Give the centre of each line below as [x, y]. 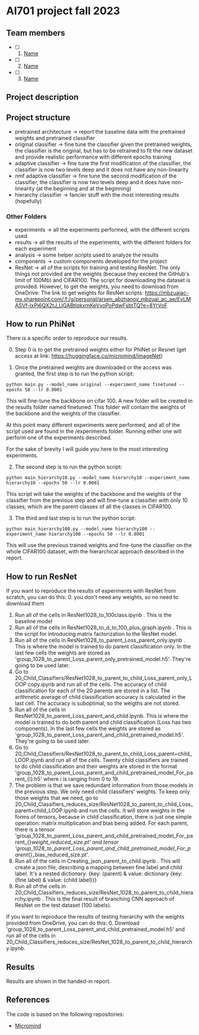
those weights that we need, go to [56, 798]
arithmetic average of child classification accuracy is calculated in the [100, 697]
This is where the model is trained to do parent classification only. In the [103, 647]
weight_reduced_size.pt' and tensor [75, 842]
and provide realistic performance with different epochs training [93, 157]
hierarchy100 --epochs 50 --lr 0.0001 [97, 534]
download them [25, 603]
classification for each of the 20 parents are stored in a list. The [92, 691]
